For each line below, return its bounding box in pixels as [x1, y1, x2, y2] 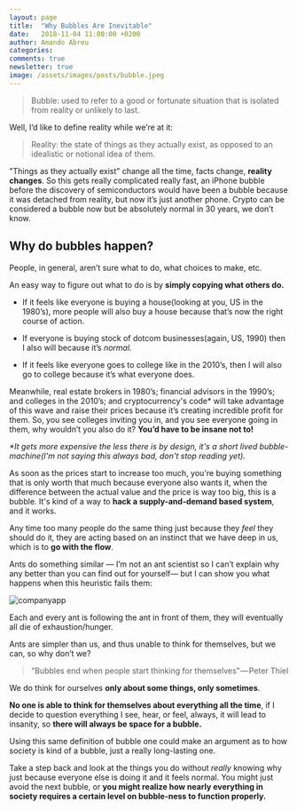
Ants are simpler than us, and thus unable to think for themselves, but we [9, 639, 277, 649]
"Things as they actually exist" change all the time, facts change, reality [9, 165, 272, 176]
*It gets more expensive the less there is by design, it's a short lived [9, 441, 258, 451]
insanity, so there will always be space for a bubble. [9, 719, 202, 729]
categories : [9, 46, 53, 55]
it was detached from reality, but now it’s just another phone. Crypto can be [9, 194, 285, 204]
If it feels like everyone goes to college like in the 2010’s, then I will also [21, 359, 282, 369]
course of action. [21, 315, 85, 326]
